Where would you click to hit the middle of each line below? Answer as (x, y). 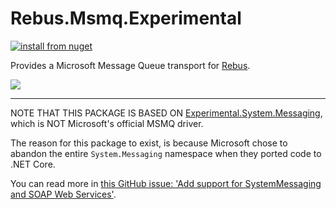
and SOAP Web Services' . (63, 194)
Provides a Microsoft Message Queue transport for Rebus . (130, 65)
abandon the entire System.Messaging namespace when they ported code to (166, 153)
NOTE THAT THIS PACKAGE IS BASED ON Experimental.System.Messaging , (166, 113)
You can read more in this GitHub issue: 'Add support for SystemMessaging (166, 183)
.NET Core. (33, 164)
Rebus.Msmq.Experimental (126, 18)
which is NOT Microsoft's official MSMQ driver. (107, 123)
